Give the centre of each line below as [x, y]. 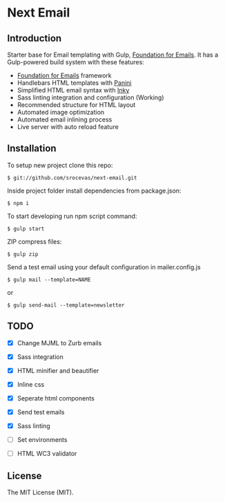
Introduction [35, 38]
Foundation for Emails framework [64, 75]
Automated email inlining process [65, 119]
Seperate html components [56, 398]
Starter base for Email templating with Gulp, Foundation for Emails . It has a [113, 55]
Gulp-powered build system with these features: [76, 62]
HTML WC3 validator [47, 454]
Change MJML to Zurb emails [59, 342]
